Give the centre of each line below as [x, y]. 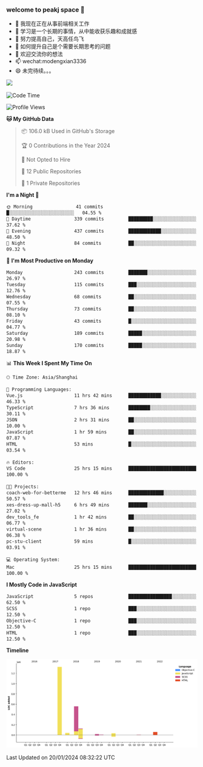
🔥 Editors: [20, 463]
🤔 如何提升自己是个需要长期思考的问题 [63, 46]
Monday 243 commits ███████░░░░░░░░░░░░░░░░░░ [101, 273]
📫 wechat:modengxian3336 [51, 61]
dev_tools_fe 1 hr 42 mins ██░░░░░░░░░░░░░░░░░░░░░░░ [101, 517]
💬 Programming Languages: [39, 390]
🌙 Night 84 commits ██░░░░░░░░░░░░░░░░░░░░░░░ [101, 243]
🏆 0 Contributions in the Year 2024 [66, 146]
